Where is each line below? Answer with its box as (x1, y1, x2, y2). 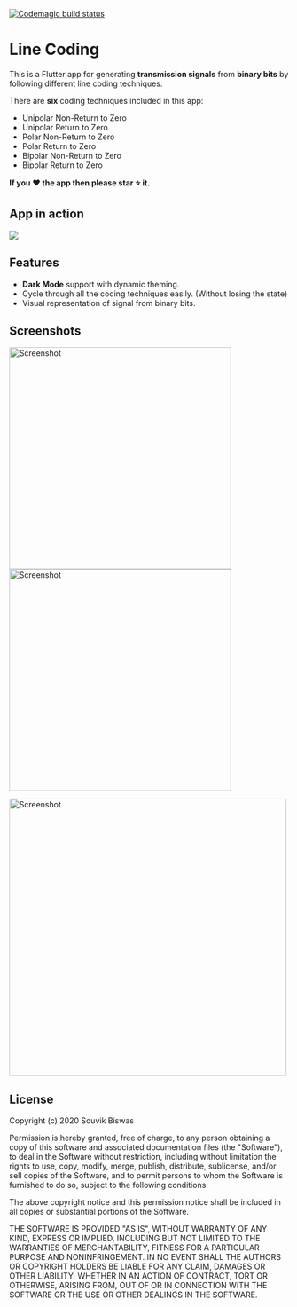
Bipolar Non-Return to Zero (21, 150, 122, 161)
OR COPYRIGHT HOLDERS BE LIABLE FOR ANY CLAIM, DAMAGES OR (9, 1261, 266, 1272)
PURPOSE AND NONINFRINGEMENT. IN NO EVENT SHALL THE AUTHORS (9, 1252, 282, 1263)
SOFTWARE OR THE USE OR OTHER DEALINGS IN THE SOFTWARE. (9, 1289, 258, 1300)
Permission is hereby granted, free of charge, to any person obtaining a (9, 1132, 270, 1144)
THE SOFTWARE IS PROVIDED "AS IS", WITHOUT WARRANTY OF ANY (9, 1224, 268, 1234)
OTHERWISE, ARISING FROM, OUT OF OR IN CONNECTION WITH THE (9, 1280, 268, 1291)
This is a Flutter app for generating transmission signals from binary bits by (9, 68, 289, 79)
